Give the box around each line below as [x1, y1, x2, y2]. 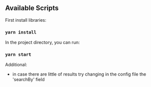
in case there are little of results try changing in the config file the [12, 71, 147, 77]
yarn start [5, 52, 31, 57]
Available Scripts [5, 4, 59, 12]
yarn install [5, 29, 37, 35]
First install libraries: [5, 17, 46, 23]
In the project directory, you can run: [5, 40, 80, 45]
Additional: [5, 62, 27, 68]
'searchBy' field [12, 77, 45, 83]
